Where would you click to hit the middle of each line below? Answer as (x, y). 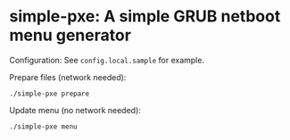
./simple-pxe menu (43, 127)
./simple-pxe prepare (50, 94)
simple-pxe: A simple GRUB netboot (145, 16)
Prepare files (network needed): (68, 77)
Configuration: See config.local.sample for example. (107, 60)
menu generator (70, 35)
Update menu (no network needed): (75, 110)
